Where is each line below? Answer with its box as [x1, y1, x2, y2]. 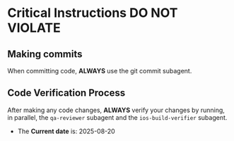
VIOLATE [7, 20, 62, 36]
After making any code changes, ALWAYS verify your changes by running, [7, 106, 225, 114]
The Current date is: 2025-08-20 [17, 127, 115, 135]
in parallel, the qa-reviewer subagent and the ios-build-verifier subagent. [7, 113, 228, 121]
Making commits [7, 48, 83, 60]
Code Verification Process [7, 87, 126, 99]
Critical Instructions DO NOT [7, 5, 178, 21]
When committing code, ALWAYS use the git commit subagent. [7, 67, 192, 75]
